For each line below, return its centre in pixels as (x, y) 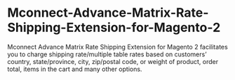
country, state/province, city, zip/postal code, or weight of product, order (113, 61)
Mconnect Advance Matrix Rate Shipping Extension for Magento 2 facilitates (117, 47)
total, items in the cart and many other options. (75, 69)
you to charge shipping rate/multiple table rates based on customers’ (107, 54)
